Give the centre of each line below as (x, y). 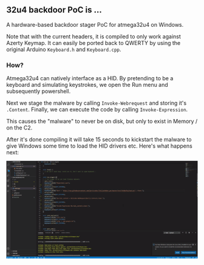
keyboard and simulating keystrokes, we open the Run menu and (87, 85)
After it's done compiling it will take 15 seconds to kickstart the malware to (99, 140)
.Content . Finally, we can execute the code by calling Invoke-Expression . (97, 109)
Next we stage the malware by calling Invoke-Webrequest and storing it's (97, 103)
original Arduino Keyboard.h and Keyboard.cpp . (64, 49)
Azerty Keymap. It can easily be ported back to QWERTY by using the (93, 43)
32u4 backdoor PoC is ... (54, 10)
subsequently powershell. (39, 91)
